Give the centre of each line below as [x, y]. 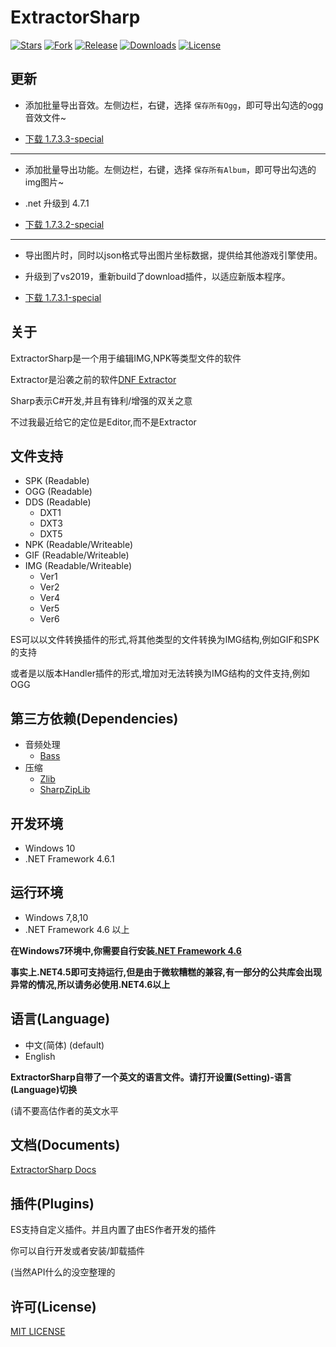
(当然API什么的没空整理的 [63, 1272]
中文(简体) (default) [64, 1045]
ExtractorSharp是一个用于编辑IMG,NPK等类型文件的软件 [126, 358]
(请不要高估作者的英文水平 [65, 1110]
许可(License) [53, 1306]
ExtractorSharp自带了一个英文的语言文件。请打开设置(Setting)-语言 [151, 1077]
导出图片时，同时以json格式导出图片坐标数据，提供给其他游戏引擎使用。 [173, 255]
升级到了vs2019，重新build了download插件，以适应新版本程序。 [157, 276]
